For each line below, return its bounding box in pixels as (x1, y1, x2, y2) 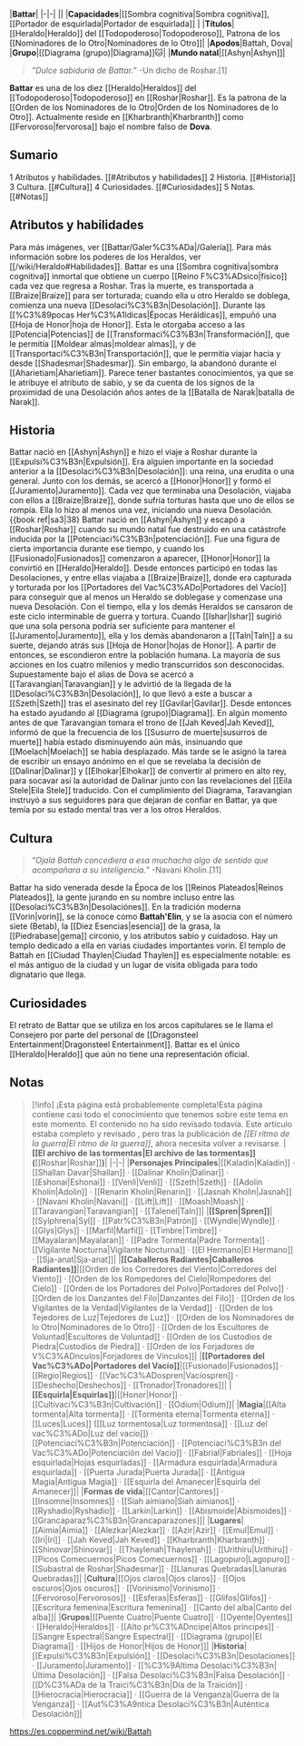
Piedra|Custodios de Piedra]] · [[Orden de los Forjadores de (31, 1340, 255, 1351)
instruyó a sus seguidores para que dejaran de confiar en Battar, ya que (9, 794, 278, 805)
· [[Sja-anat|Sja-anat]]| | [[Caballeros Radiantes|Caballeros (31, 1254, 254, 1265)
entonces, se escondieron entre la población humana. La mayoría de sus (9, 650, 281, 661)
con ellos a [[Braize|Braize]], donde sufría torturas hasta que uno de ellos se (9, 495, 295, 506)
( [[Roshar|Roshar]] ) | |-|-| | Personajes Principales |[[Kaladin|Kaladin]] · (31, 1156, 295, 1168)
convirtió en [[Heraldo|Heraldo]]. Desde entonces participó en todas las (9, 562, 279, 573)
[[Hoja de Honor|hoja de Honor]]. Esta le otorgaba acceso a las (9, 318, 246, 329)
